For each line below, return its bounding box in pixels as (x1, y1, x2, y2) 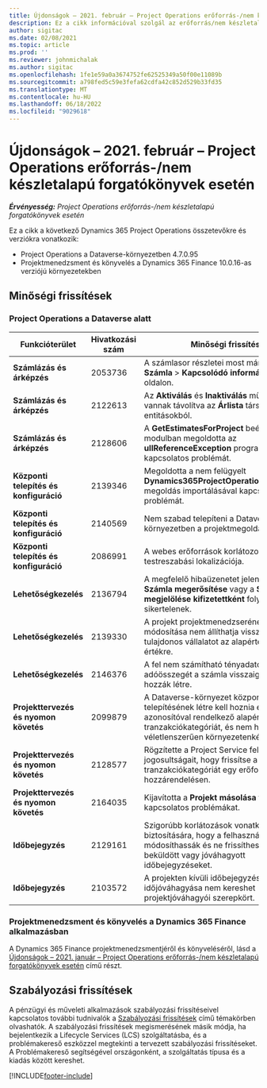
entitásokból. (143, 410, 193, 421)
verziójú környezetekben (20, 266, 101, 276)
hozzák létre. (143, 678, 193, 689)
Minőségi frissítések (9, 289, 113, 303)
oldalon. (143, 376, 174, 388)
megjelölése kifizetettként (143, 593, 245, 604)
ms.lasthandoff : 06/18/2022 (9, 100, 102, 108)
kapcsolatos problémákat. (143, 801, 241, 812)
